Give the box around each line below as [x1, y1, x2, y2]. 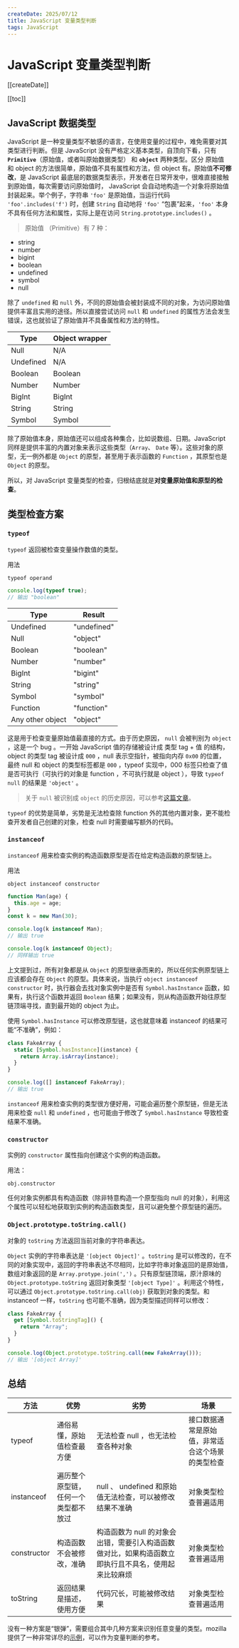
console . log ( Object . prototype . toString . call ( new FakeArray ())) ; [7, 1349, 202, 1356]
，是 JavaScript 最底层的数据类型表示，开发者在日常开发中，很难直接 [14, 173, 217, 182]
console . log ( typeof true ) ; [7, 586, 87, 594]
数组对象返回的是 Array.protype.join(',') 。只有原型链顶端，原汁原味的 [7, 1269, 222, 1278]
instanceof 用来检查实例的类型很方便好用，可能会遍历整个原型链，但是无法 [7, 1099, 228, 1108]
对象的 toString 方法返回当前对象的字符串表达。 [7, 1236, 149, 1245]
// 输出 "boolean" [7, 594, 60, 601]
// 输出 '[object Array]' [7, 1356, 82, 1363]
